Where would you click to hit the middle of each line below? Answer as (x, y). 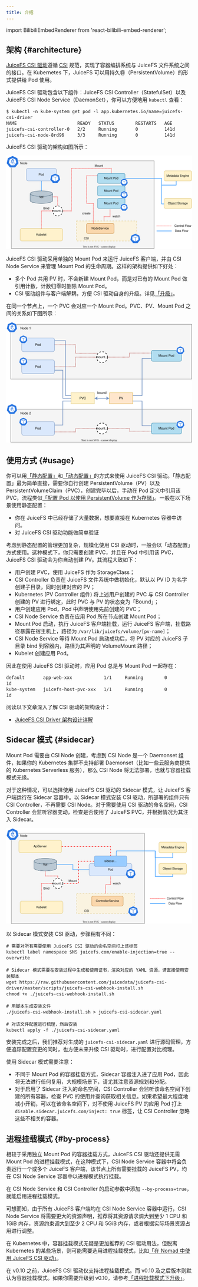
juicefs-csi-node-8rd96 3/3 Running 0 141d (91, 136)
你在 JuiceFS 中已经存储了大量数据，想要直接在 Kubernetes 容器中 (95, 518)
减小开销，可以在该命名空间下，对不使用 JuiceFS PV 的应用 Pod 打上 (98, 1104)
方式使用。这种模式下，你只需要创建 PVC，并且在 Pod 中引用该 (83, 552)
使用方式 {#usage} (40, 461)
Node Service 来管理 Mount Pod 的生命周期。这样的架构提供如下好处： (92, 266)
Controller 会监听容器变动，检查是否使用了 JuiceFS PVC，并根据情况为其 (95, 812)
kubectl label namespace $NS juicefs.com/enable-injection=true (87, 952)
